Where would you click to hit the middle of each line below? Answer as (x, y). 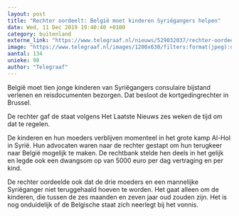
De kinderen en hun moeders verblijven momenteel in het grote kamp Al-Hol (119, 138)
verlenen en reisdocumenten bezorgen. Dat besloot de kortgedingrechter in (118, 95)
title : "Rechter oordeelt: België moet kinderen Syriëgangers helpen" (114, 21)
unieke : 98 (23, 61)
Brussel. (20, 102)
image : (17, 47)
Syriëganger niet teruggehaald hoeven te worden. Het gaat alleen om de (113, 189)
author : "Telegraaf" (38, 67)
